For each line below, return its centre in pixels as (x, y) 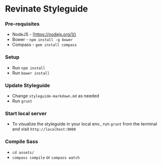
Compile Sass (22, 142)
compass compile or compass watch (46, 157)
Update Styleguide (27, 85)
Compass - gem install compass (44, 45)
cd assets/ (23, 152)
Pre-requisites (22, 24)
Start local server (26, 113)
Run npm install (29, 68)
